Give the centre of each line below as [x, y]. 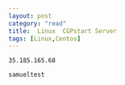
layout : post [30, 16]
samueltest [27, 75]
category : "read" [37, 23]
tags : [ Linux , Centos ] [45, 38]
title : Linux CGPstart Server [62, 31]
